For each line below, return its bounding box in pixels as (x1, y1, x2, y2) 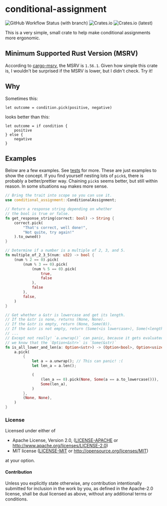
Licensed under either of (5, 428, 56, 434)
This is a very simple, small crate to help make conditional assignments (5, 29, 151, 35)
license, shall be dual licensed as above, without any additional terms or (5, 491, 153, 497)
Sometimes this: (5, 96, 38, 101)
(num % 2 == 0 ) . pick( (14, 257, 59, 262)
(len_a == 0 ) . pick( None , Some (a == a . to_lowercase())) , (40, 377, 159, 382)
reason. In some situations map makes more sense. (5, 183, 108, 190)
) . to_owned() (14, 234, 41, 239)
